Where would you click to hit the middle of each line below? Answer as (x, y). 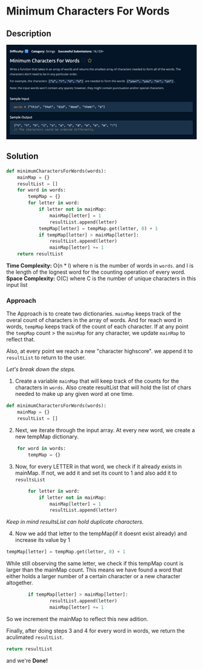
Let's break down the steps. (41, 369)
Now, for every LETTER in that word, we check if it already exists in (98, 466)
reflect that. (21, 340)
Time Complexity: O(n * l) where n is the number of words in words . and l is (100, 266)
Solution (22, 157)
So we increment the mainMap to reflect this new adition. (77, 619)
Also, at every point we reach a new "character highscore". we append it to (100, 351)
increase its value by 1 (43, 540)
